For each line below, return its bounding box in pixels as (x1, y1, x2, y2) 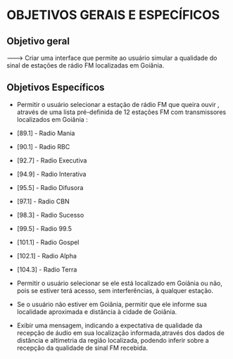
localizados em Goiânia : (16, 115, 89, 123)
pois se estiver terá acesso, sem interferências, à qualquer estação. (16, 286, 214, 295)
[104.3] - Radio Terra (16, 265, 77, 274)
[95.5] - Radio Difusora (16, 183, 84, 191)
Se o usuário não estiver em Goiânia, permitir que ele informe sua (16, 300, 207, 308)
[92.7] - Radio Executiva (16, 156, 87, 165)
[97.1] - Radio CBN (16, 197, 70, 206)
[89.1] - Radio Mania (16, 129, 75, 137)
